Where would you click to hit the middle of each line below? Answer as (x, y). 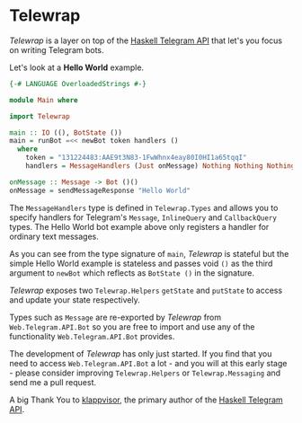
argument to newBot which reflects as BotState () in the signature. (132, 273)
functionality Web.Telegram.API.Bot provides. (92, 336)
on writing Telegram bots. (57, 49)
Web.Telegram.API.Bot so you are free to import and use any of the (132, 326)
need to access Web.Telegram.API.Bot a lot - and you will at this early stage (148, 363)
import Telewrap (40, 116)
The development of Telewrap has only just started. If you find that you (141, 353)
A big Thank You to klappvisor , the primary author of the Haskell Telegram (146, 400)
